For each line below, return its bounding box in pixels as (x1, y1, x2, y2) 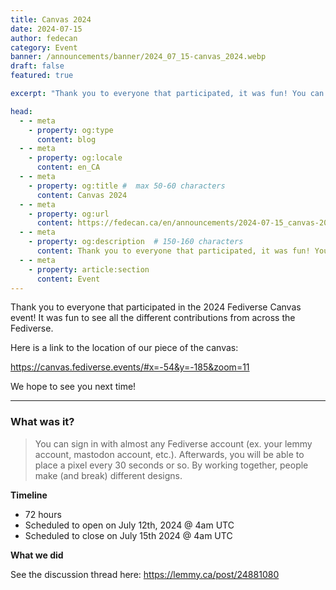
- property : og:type (28, 125, 114, 135)
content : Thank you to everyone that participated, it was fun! (36, 246, 311, 256)
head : (10, 106, 33, 116)
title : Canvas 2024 (10, 14, 92, 25)
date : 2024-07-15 (10, 24, 83, 34)
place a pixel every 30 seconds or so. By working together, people (34, 459, 309, 471)
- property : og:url (28, 209, 110, 219)
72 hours (24, 508, 62, 520)
